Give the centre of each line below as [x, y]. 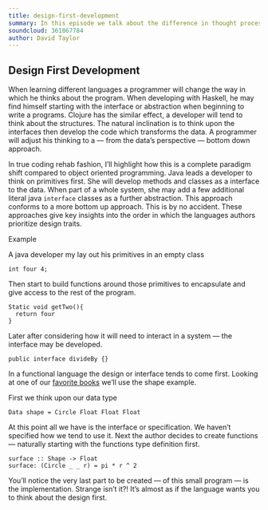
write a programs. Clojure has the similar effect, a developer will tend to [126, 115]
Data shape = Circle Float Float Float [75, 413]
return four [35, 314]
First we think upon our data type [63, 398]
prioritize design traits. [45, 223]
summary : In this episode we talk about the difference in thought [123, 23]
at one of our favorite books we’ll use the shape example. [102, 382]
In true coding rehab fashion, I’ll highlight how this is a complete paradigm [130, 164]
